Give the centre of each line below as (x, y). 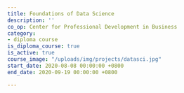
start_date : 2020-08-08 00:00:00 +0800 (66, 66)
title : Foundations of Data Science (61, 14)
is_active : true (31, 53)
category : (22, 33)
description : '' (31, 20)
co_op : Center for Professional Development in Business (92, 27)
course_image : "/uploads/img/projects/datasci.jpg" (84, 59)
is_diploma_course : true (44, 46)
